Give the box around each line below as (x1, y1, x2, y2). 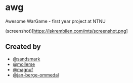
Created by (5, 42, 41, 51)
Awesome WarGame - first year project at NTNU (5, 18, 106, 24)
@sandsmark (12, 56, 40, 62)
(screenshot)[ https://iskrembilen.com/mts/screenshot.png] (5, 28, 128, 34)
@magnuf (12, 66, 33, 72)
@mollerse (12, 61, 35, 67)
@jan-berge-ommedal (12, 72, 59, 78)
